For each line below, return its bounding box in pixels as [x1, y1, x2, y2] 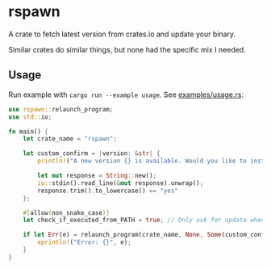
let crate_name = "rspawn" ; [23, 135, 117, 143]
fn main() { [8, 128, 48, 136]
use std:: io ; [8, 112, 52, 121]
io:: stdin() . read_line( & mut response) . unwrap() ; [37, 179, 204, 187]
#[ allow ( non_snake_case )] [23, 208, 110, 216]
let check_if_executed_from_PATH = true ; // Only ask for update [23, 216, 248, 225]
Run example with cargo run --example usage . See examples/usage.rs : [8, 90, 244, 99]
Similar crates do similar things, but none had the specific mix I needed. [8, 44, 246, 54]
